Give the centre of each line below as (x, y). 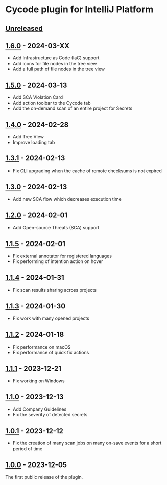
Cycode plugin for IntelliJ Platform (79, 9)
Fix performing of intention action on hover (58, 261)
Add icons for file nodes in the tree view (55, 64)
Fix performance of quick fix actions (51, 352)
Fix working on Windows (39, 381)
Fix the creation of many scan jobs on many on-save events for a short (87, 443)
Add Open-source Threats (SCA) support (56, 228)
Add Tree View (28, 137)
